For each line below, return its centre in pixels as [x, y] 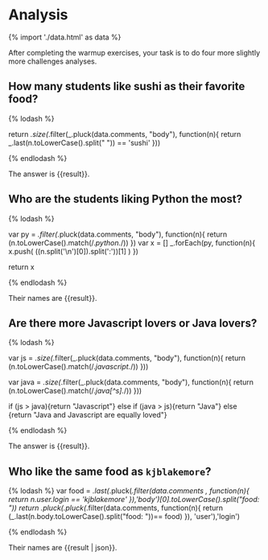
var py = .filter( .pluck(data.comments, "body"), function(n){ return [118, 234]
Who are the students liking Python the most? [126, 199]
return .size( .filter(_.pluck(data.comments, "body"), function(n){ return [125, 134]
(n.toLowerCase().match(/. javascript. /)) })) [78, 367]
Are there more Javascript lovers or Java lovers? [133, 323]
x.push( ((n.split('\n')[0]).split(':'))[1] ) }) [74, 251]
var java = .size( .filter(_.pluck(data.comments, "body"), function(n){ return [131, 382]
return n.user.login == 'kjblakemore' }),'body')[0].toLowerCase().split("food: [134, 500]
